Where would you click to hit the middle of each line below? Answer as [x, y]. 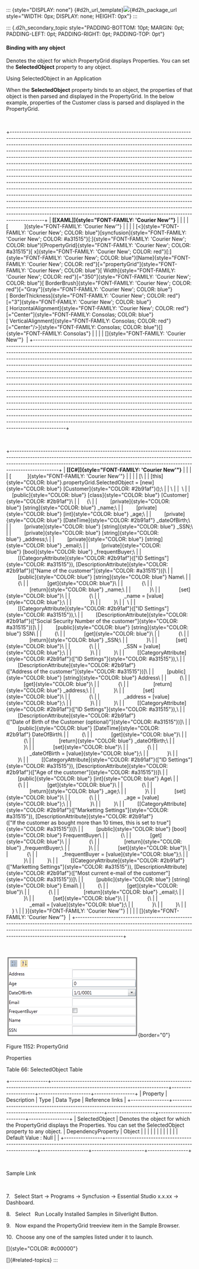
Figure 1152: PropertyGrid [37, 1047]
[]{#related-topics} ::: [32, 1260]
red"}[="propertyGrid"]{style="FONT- [131, 264]
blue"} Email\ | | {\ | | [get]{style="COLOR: [112, 886]
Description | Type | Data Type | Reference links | [66, 1100]
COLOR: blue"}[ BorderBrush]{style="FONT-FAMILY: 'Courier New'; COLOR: [99, 283]
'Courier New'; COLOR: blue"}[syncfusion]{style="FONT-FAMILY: [107, 233]
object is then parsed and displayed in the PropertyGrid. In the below [90, 96]
